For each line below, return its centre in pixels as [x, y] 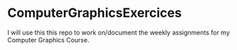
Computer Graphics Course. [49, 39]
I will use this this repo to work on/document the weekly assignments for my [119, 32]
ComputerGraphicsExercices [95, 13]
